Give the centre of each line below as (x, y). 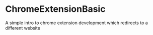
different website (23, 28)
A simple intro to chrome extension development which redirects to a (77, 23)
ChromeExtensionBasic (55, 9)
